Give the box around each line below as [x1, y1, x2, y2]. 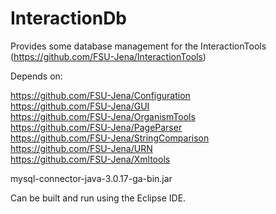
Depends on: [10, 70, 63, 82]
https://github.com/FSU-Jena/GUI [10, 100, 150, 112]
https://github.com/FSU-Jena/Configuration [10, 89, 191, 101]
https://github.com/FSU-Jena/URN [10, 142, 153, 154]
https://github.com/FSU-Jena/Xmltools [10, 153, 171, 165]
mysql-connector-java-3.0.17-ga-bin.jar [10, 172, 173, 184]
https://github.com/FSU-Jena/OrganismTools [10, 110, 196, 122]
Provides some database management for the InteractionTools [10, 40, 267, 52]
